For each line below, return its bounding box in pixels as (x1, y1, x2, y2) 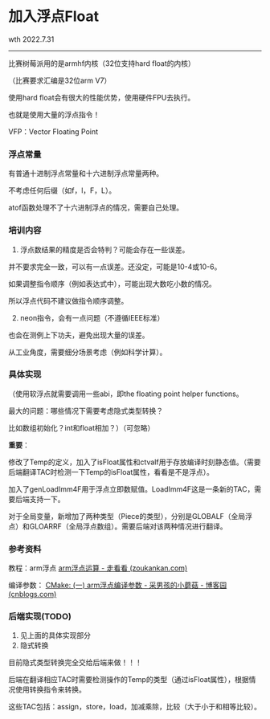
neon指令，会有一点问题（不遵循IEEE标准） (19, 313, 165, 322)
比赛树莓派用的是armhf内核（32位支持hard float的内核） (8, 58, 195, 68)
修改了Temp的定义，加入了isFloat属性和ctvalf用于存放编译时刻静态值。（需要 (8, 457, 261, 467)
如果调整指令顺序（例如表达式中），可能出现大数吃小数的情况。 (8, 279, 216, 288)
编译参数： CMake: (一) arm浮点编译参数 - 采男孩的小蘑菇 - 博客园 (8, 580, 227, 590)
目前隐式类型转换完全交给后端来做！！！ (8, 658, 142, 668)
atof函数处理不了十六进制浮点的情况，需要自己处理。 (8, 202, 183, 213)
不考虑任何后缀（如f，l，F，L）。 (8, 186, 117, 195)
